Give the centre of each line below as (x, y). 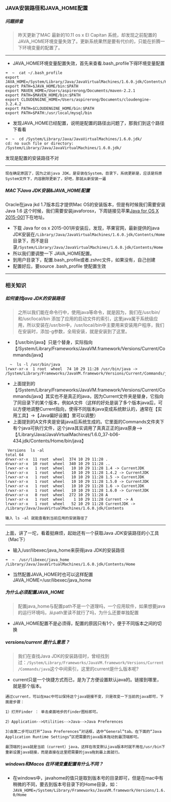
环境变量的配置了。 (42, 47)
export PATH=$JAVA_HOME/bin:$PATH (42, 86)
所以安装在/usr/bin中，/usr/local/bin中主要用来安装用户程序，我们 (95, 325)
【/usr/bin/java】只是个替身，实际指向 (53, 342)
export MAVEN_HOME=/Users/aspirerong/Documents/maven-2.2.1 (70, 91)
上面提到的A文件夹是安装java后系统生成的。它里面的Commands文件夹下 (88, 421)
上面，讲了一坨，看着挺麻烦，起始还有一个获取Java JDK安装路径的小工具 (82, 533)
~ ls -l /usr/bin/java (35, 364)
